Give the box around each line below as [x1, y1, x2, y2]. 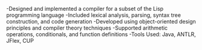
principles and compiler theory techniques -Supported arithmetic [6, 24, 168, 31]
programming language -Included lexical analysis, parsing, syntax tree [6, 11, 181, 19]
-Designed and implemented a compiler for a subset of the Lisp [6, 5, 164, 12]
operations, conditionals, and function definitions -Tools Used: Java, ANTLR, [6, 31, 196, 38]
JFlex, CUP [6, 37, 34, 44]
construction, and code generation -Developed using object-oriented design [6, 18, 196, 25]
